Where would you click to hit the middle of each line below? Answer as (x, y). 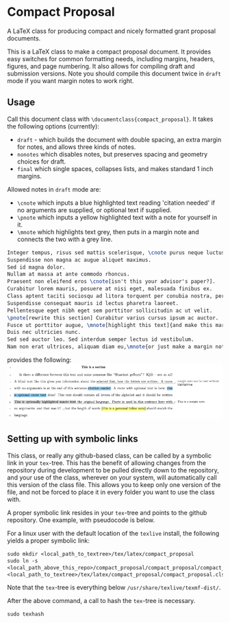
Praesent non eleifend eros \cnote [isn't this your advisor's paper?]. (111, 282)
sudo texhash (26, 614)
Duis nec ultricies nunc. (44, 332)
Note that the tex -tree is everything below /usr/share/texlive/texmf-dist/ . (114, 587)
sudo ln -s (23, 560)
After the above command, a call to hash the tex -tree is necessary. (101, 600)
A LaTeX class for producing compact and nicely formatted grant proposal (112, 31)
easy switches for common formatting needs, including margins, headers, (111, 58)
